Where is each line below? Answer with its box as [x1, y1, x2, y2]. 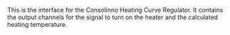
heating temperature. [7, 21, 68, 28]
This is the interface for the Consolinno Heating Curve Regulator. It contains [7, 6, 224, 14]
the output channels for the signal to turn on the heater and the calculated [7, 13, 218, 21]
